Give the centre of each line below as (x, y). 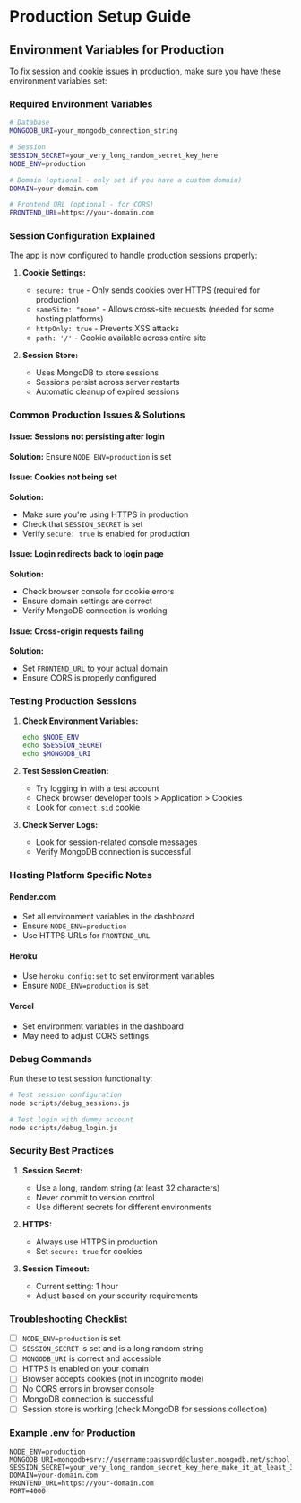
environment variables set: (58, 81)
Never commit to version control (95, 1197)
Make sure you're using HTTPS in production (105, 514)
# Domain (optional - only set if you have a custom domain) (126, 180)
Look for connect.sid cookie (88, 808)
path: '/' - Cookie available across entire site (121, 338)
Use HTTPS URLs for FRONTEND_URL (86, 936)
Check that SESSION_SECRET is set (82, 523)
